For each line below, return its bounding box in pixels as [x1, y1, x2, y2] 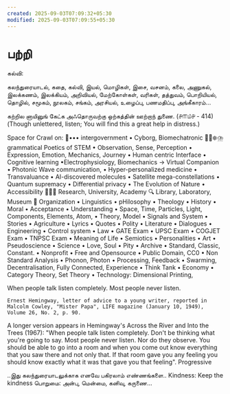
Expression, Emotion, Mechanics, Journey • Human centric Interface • [7, 151, 207, 159]
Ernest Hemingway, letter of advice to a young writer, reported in [7, 297, 207, 305]
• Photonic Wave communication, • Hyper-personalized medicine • [7, 166, 198, 174]
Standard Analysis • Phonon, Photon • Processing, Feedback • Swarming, [7, 256, 218, 265]
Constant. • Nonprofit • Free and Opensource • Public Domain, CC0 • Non [7, 249, 218, 257]
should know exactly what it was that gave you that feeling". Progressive [7, 358, 212, 366]
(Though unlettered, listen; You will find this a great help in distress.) [7, 120, 200, 128]
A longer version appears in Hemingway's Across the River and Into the [7, 321, 209, 330]
